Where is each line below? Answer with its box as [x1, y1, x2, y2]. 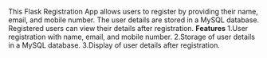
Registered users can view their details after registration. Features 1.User [8, 24, 249, 33]
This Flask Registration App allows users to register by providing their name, [8, 7, 259, 16]
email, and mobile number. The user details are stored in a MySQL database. [8, 15, 260, 25]
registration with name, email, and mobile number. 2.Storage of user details [8, 32, 255, 41]
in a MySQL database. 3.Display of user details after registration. [8, 41, 221, 50]
